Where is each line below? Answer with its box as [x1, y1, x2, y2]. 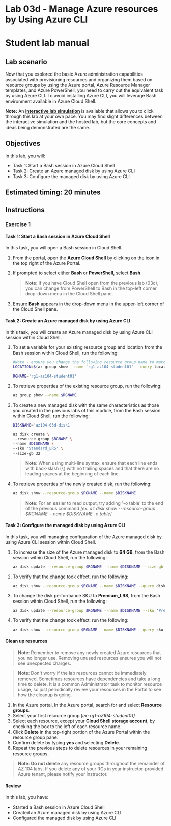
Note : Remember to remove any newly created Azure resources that [17, 649, 161, 656]
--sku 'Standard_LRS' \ [12, 446, 64, 452]
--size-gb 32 [12, 450, 41, 456]
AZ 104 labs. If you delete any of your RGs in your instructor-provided [17, 766, 164, 772]
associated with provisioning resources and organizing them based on [5, 77, 153, 83]
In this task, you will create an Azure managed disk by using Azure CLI [5, 329, 153, 335]
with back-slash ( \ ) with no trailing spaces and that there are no [25, 465, 159, 471]
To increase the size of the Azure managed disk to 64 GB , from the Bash [12, 549, 165, 555]
